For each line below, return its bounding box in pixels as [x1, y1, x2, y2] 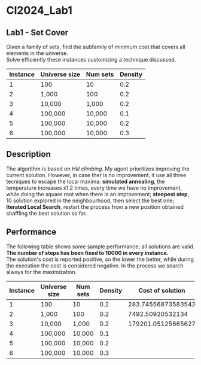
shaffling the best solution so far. [6, 209, 87, 217]
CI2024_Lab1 [6, 4, 73, 17]
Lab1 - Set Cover [6, 28, 69, 38]
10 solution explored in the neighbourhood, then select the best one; [6, 197, 175, 204]
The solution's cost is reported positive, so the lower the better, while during [6, 255, 194, 263]
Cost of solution [138, 286, 185, 294]
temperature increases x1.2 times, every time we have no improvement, [6, 184, 182, 191]
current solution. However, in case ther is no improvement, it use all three [6, 171, 187, 178]
